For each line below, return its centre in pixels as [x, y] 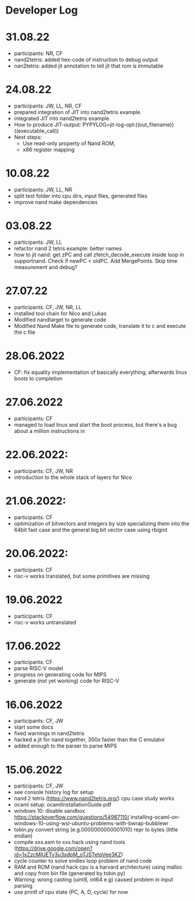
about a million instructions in [49, 431]
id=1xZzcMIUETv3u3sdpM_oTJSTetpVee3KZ [67, 855]
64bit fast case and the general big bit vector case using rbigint [90, 530]
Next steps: [28, 137]
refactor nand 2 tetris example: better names [68, 248]
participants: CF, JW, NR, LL [48, 307]
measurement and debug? [46, 267]
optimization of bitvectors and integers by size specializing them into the [102, 523]
